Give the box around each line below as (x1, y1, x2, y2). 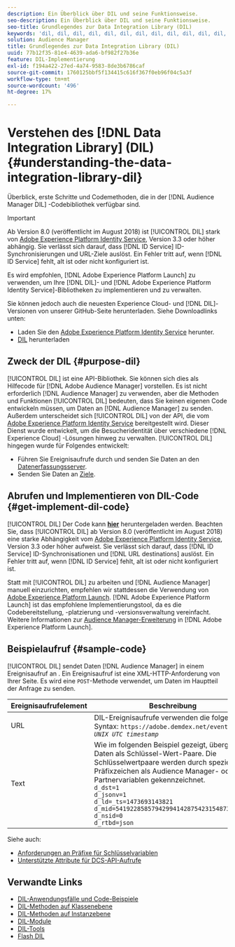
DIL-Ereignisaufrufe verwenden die (94, 713, 211, 723)
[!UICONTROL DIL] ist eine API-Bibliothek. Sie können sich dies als (7, 374, 199, 382)
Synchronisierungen (7, 250, 66, 258)
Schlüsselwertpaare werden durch (94, 757, 208, 767)
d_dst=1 (94, 784, 120, 791)
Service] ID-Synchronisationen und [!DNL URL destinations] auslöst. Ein (7, 549, 215, 558)
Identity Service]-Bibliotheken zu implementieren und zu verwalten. (7, 286, 201, 295)
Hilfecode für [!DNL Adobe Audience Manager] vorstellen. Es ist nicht (7, 382, 208, 390)
